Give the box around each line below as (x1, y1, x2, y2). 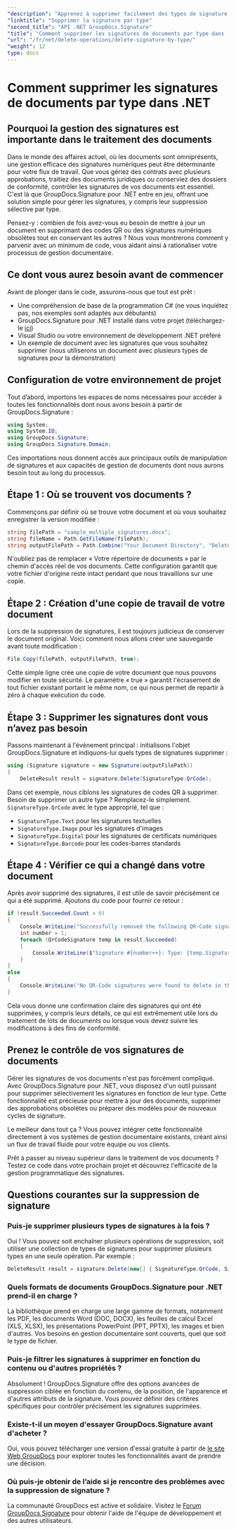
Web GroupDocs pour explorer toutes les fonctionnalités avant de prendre (7, 1452, 221, 1460)
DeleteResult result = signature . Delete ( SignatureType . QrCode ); (20, 775, 212, 782)
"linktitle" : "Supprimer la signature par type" (7, 17, 152, 24)
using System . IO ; (7, 427, 58, 435)
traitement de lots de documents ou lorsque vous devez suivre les (7, 1016, 198, 1024)
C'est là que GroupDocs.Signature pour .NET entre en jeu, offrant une (7, 189, 209, 198)
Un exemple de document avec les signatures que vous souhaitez (17, 339, 209, 347)
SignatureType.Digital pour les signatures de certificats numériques (17, 832, 218, 840)
